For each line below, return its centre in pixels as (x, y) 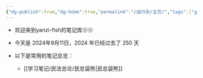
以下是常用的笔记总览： (44, 56)
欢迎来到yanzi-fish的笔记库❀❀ (54, 30)
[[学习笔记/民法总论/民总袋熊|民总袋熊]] (73, 68)
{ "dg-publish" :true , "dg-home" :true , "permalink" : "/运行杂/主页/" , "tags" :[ (99, 12)
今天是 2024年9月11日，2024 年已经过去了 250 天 (77, 42)
